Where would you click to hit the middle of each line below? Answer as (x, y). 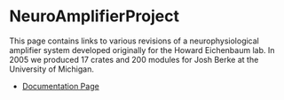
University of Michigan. (52, 69)
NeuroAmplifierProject (95, 16)
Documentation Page (60, 86)
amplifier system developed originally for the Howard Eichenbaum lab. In (142, 50)
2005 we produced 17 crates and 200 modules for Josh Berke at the (134, 59)
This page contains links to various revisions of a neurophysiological (134, 41)
